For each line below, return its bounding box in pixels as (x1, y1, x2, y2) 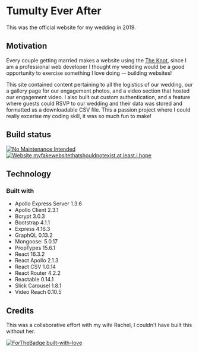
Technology (6, 169, 52, 179)
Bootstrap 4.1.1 (14, 219, 50, 226)
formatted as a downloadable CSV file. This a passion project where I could (6, 106, 191, 113)
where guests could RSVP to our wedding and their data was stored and (6, 100, 183, 107)
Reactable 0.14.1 (14, 276, 54, 283)
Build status (6, 129, 52, 140)
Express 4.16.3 (14, 226, 50, 233)
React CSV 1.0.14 (14, 263, 56, 271)
